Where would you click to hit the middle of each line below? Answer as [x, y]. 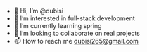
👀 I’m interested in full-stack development [74, 18]
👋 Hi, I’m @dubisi [39, 11]
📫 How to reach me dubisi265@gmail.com [76, 41]
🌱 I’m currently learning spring [58, 26]
